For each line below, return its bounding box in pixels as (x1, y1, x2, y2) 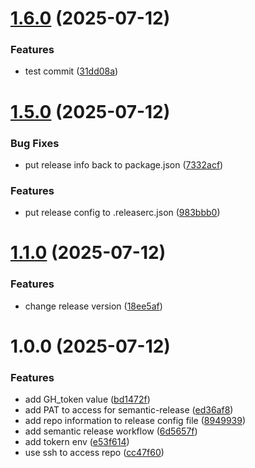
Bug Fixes (10, 136, 60, 150)
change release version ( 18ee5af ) (24, 300, 163, 312)
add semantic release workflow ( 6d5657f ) (24, 425, 198, 437)
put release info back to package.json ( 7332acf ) (24, 158, 224, 171)
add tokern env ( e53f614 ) (24, 436, 130, 448)
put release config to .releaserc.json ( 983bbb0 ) (24, 207, 221, 219)
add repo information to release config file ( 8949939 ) (24, 415, 247, 427)
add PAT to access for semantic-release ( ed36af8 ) (24, 404, 234, 416)
